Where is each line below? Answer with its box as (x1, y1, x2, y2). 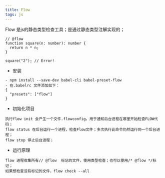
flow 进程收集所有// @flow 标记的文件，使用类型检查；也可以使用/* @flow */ (5, 158, 153, 163)
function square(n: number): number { (5, 40, 86, 45)
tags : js (5, 12, 23, 17)
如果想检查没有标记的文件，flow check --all (5, 168, 90, 173)
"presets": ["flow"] (9, 91, 52, 96)
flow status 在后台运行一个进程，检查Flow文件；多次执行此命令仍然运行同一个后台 (5, 127, 156, 132)
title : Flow (5, 7, 30, 12)
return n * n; (9, 45, 39, 50)
